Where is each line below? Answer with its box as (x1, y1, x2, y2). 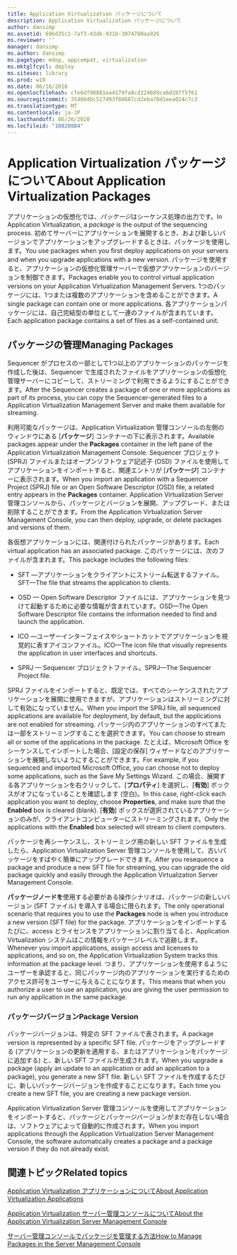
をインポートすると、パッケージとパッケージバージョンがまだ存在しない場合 (7, 1113, 230, 1121)
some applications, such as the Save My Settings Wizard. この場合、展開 (7, 772, 220, 780)
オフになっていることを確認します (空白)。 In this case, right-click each (19, 790, 226, 798)
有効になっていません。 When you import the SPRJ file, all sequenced (19, 704, 221, 712)
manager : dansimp (7, 43, 59, 50)
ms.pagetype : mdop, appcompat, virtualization (7, 57, 147, 64)
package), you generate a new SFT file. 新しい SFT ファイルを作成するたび (7, 1072, 226, 1081)
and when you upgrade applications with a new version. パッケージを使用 (7, 256, 221, 264)
